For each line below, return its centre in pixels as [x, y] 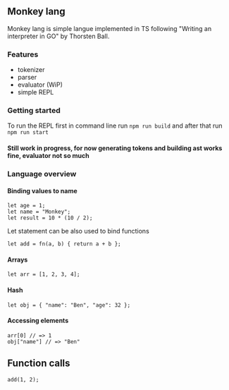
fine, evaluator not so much [48, 156]
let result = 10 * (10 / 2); [50, 218]
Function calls [39, 364]
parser [27, 78]
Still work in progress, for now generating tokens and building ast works [115, 148]
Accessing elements [38, 321]
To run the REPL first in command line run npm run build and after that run [115, 126]
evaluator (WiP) [40, 85]
